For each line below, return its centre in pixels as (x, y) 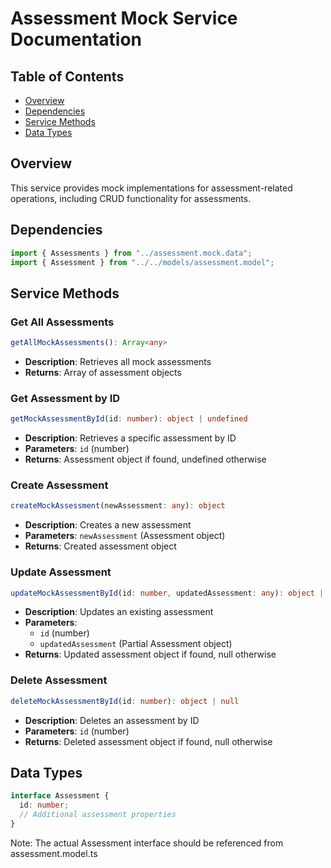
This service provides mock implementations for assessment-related (151, 188)
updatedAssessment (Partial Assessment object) (136, 644)
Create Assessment (59, 485)
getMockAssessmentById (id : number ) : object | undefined (129, 419)
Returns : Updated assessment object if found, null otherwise (150, 654)
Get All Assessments (62, 322)
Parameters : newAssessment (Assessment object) (125, 536)
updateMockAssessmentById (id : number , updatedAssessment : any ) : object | (167, 593)
